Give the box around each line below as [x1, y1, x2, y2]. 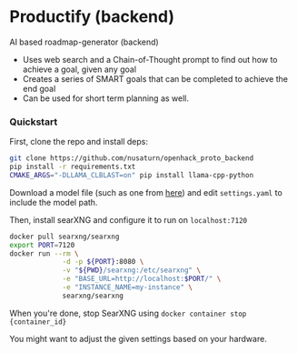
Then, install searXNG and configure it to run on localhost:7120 [9, 214, 248, 225]
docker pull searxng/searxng [9, 232, 120, 241]
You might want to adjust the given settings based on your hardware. [9, 333, 268, 344]
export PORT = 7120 [9, 240, 75, 249]
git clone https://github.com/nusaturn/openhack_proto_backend [9, 154, 254, 163]
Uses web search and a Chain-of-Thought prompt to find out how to [22, 54, 278, 65]
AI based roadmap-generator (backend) [9, 36, 159, 47]
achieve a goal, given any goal [22, 64, 137, 75]
